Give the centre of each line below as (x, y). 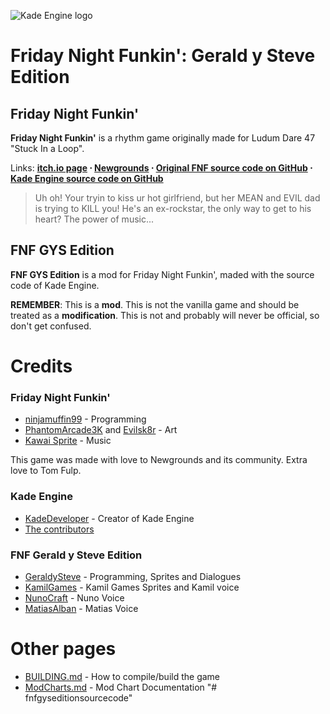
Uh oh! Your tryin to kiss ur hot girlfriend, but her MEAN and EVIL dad (177, 198)
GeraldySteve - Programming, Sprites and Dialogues (133, 576)
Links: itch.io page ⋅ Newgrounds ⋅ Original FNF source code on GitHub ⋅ (161, 168)
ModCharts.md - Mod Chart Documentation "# (121, 687)
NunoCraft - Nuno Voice (74, 597)
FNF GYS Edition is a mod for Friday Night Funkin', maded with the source (162, 274)
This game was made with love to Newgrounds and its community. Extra (159, 460)
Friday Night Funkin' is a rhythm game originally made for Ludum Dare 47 (163, 138)
